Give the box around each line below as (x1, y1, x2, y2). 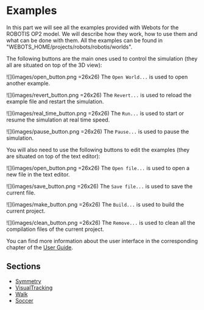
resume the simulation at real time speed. (6, 116, 110, 123)
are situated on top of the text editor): (6, 153, 100, 160)
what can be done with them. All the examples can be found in (6, 36, 163, 44)
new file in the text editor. (6, 171, 70, 178)
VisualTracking (15, 284, 53, 291)
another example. (6, 80, 51, 87)
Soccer (15, 297, 33, 304)
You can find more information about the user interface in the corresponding (6, 237, 198, 244)
